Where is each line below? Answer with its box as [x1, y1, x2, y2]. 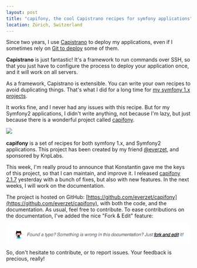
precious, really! [6, 255, 45, 262]
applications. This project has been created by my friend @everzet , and [6, 146, 179, 153]
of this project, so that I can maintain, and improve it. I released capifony [6, 170, 181, 177]
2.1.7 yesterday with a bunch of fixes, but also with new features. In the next [6, 176, 189, 183]
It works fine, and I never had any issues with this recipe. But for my [6, 104, 170, 111]
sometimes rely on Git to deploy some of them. [6, 45, 119, 52]
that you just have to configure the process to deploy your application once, [6, 62, 189, 70]
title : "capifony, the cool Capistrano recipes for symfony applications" [6, 15, 193, 22]
